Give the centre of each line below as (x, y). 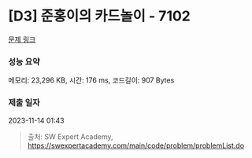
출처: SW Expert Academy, (70, 136)
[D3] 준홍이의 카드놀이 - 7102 (99, 16)
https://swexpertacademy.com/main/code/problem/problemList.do (136, 145)
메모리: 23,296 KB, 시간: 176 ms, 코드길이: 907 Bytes (91, 80)
